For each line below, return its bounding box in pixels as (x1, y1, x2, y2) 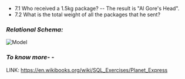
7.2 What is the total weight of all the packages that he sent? (14, 11, 160, 18)
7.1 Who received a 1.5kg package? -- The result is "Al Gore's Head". (14, 5, 180, 12)
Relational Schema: (6, 26, 63, 34)
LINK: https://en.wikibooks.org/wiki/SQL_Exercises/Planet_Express (6, 66, 168, 73)
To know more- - (6, 53, 55, 62)
